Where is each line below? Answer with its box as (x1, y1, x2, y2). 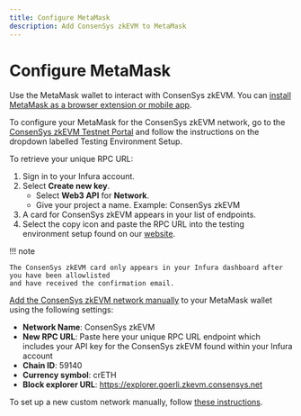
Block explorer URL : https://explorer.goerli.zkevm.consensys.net (22, 379, 263, 390)
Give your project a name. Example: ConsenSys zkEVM (35, 200, 241, 211)
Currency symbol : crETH (22, 370, 117, 381)
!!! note (9, 246, 36, 257)
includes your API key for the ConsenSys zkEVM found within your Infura (22, 341, 293, 352)
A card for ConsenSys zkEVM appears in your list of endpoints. (22, 209, 256, 221)
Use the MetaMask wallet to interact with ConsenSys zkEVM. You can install (9, 90, 292, 101)
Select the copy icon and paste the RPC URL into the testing (22, 219, 245, 230)
